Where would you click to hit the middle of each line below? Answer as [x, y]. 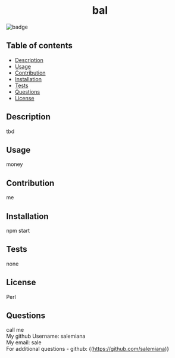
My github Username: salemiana [46, 336]
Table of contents [39, 46]
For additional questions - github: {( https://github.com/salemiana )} [88, 349]
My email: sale [24, 342]
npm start [18, 231]
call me [15, 330]
